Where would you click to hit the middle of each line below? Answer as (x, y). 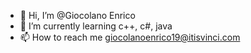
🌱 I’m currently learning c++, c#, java (96, 26)
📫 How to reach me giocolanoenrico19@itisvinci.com (130, 37)
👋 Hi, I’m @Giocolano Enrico (77, 15)
